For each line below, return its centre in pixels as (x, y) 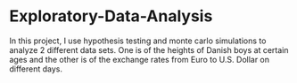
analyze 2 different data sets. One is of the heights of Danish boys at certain (149, 49)
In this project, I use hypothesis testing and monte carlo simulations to (138, 41)
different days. (36, 69)
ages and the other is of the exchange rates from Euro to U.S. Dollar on (140, 59)
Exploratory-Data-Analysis (111, 16)
